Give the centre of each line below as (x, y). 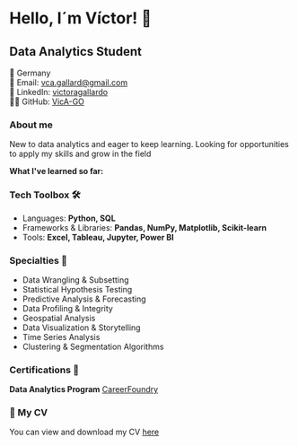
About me (31, 125)
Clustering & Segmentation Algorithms (93, 346)
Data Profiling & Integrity (68, 308)
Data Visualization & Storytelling (81, 328)
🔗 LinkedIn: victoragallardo (59, 92)
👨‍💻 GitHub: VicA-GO (47, 101)
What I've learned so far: (57, 171)
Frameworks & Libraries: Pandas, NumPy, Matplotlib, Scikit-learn (145, 227)
